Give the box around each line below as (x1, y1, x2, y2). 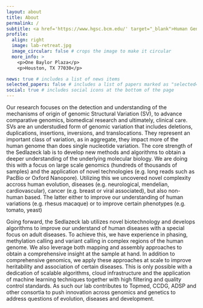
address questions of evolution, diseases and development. (6, 295, 155, 302)
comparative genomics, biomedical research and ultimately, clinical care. (6, 117, 188, 124)
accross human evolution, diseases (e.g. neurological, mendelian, (6, 181, 169, 188)
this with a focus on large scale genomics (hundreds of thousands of (6, 161, 178, 168)
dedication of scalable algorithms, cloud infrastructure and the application (6, 269, 191, 277)
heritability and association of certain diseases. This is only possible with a (6, 263, 192, 270)
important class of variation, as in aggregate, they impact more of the (6, 136, 179, 143)
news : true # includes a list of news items (6, 76, 120, 82)
